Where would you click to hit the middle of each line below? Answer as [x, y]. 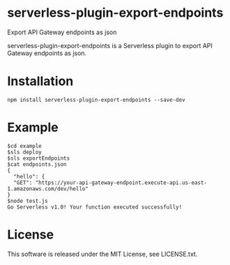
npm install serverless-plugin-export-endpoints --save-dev [97, 100]
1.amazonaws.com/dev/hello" [48, 189]
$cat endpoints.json [37, 164]
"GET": [23, 183]
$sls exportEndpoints [39, 158]
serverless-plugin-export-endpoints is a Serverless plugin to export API [110, 45]
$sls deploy [24, 152]
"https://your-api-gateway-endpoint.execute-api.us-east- [121, 183]
